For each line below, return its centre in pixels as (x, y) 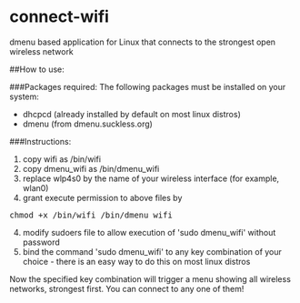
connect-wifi (59, 17)
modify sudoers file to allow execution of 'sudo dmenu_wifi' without (149, 232)
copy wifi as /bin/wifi (62, 159)
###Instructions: (40, 141)
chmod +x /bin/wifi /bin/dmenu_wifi (91, 215)
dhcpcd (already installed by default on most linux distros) (131, 114)
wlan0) (35, 187)
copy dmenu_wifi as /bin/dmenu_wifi (91, 168)
